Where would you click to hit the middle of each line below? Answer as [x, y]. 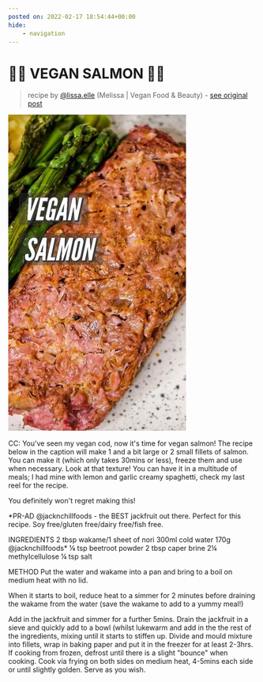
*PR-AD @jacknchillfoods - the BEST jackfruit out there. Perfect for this [125, 516]
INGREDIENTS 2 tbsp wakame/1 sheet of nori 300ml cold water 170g [120, 540]
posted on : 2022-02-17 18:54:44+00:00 [72, 17]
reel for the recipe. [38, 485]
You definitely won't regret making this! [72, 501]
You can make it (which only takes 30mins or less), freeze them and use [125, 460]
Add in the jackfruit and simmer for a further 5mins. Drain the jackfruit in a [128, 620]
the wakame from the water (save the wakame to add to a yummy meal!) [126, 604]
